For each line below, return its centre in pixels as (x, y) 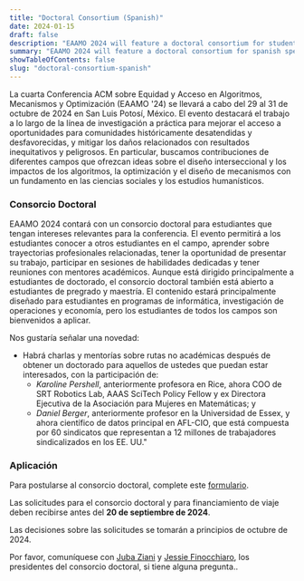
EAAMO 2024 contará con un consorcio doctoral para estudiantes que (141, 224)
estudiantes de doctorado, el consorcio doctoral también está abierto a (142, 282)
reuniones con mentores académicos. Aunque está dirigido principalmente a (152, 272)
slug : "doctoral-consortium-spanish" (81, 69)
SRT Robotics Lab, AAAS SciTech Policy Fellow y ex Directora (151, 394)
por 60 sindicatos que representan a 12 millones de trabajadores (156, 432)
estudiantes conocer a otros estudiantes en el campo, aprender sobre (139, 243)
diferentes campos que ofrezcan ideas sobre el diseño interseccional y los (148, 161)
